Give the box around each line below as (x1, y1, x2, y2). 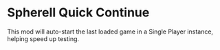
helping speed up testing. (7, 34, 80, 42)
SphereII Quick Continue (7, 5, 150, 21)
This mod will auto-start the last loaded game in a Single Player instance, (7, 27, 214, 36)
